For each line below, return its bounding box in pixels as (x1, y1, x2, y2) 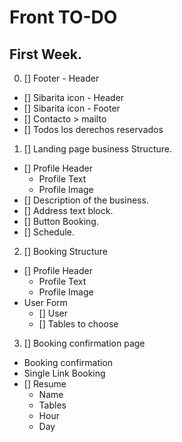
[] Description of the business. (23, 194, 149, 206)
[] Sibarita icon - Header (23, 92, 125, 103)
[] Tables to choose (38, 318, 119, 330)
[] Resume (23, 378, 67, 390)
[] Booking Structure (23, 246, 108, 257)
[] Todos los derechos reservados (23, 124, 164, 135)
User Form (23, 297, 68, 308)
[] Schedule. (23, 226, 75, 238)
